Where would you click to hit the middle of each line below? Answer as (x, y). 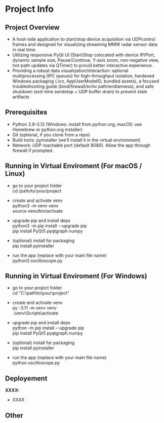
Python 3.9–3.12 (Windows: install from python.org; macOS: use (77, 124)
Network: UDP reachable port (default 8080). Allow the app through (81, 145)
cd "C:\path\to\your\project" (41, 293)
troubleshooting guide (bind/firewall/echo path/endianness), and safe (83, 86)
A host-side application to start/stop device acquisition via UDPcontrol (84, 39)
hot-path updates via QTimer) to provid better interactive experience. (82, 65)
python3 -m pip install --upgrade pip (50, 226)
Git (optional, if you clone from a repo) (51, 135)
